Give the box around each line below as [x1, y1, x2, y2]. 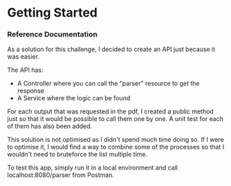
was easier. [7, 53, 40, 61]
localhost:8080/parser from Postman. [7, 171, 114, 179]
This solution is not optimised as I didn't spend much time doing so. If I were [7, 136, 225, 144]
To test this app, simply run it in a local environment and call [7, 164, 178, 172]
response [17, 86, 45, 95]
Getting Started [7, 5, 98, 21]
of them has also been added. [7, 122, 93, 131]
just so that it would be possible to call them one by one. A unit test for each [7, 115, 223, 123]
